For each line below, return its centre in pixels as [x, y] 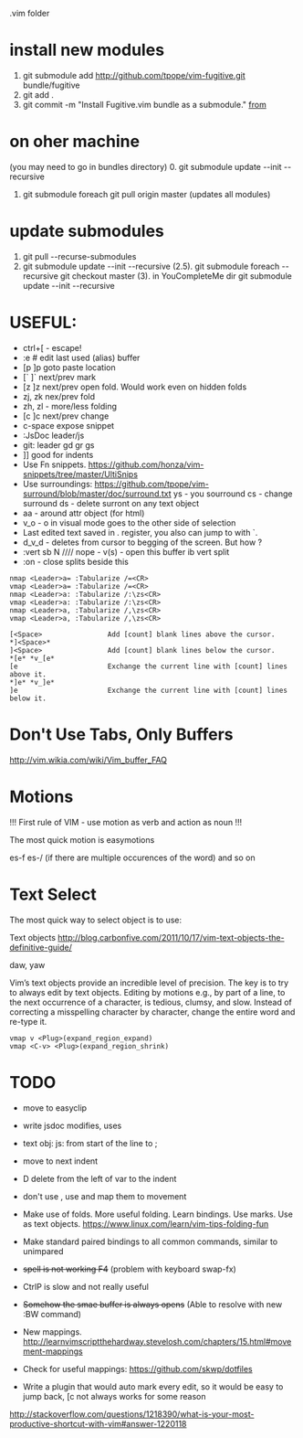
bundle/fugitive [51, 85]
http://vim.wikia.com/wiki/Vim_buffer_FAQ [88, 760]
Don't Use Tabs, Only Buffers [122, 734]
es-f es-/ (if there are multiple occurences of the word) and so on [132, 857]
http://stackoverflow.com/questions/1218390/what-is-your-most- [132, 1414]
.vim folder [30, 13]
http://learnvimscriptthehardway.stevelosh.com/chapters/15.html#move [157, 1341]
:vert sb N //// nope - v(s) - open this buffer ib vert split [126, 551]
